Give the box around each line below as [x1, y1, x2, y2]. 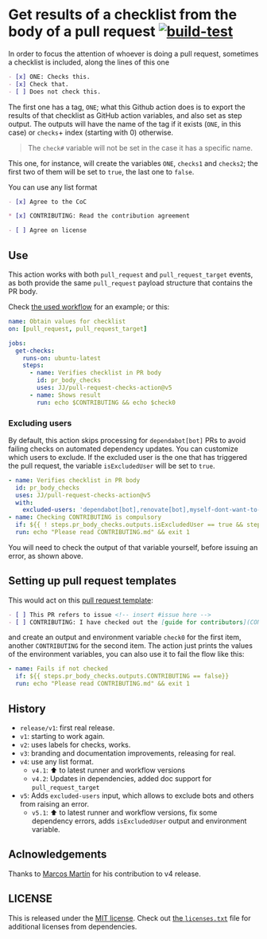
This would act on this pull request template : [8, 595, 153, 605]
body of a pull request [8, 22, 157, 41]
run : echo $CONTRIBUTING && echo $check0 [37, 399, 176, 407]
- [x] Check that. [8, 80, 69, 88]
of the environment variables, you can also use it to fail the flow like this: [8, 650, 245, 659]
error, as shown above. [8, 551, 83, 560]
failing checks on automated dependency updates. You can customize [8, 444, 238, 454]
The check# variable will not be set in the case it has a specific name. [27, 143, 253, 152]
